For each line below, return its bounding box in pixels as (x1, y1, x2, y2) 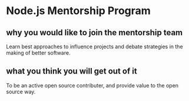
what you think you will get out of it (6, 66, 137, 76)
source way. (6, 88, 36, 95)
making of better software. (6, 49, 71, 56)
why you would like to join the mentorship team (6, 28, 183, 38)
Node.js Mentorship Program (6, 4, 151, 18)
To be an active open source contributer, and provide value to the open (6, 82, 178, 89)
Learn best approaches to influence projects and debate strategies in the (6, 43, 184, 50)
